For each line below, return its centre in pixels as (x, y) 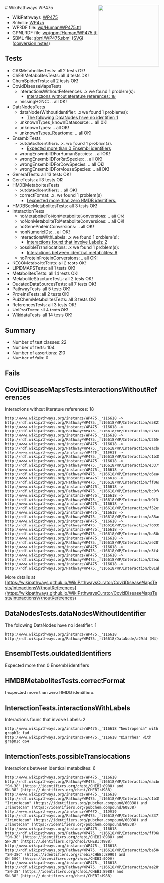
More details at (20, 577)
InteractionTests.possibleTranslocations (68, 756)
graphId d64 (17, 741)
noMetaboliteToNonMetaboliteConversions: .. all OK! (72, 216)
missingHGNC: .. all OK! (43, 101)
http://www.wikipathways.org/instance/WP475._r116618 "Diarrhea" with (78, 737)
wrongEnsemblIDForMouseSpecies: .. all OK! (64, 169)
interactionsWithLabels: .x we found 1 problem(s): (69, 237)
